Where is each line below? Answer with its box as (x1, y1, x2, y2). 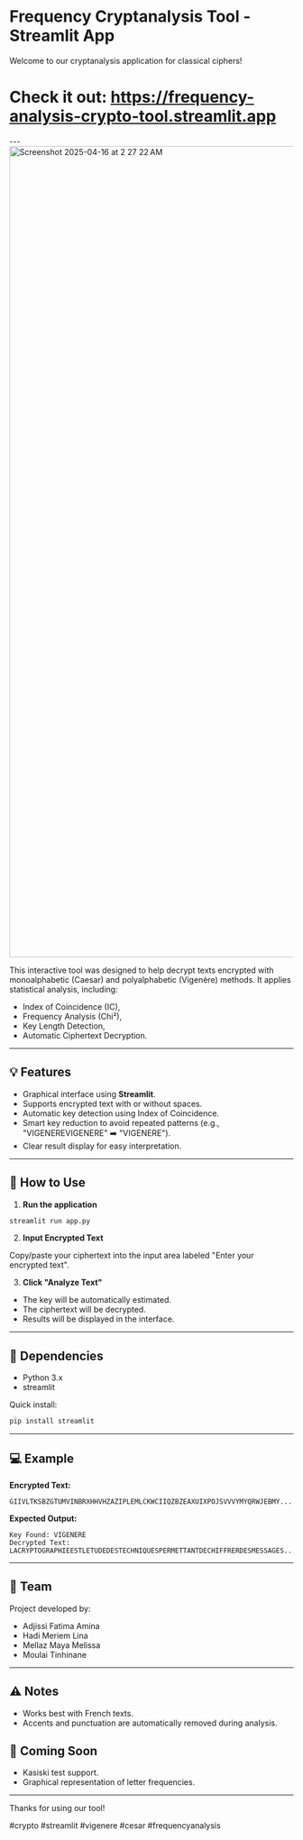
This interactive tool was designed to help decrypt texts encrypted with (9, 965, 274, 975)
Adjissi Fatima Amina (22, 1620, 101, 1631)
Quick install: (9, 1399, 58, 1410)
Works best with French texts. (22, 1707, 133, 1718)
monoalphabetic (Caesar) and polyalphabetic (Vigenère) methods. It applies (9, 974, 291, 984)
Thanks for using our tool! (9, 1803, 106, 1814)
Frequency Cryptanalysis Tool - (9, 6, 251, 27)
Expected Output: (9, 1513, 78, 1524)
